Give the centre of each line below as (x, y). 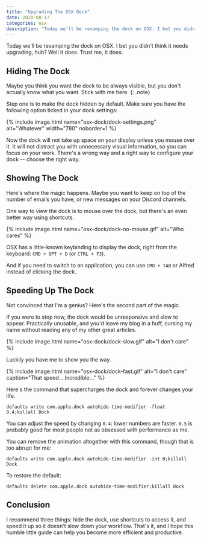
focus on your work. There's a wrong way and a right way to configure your (100, 153)
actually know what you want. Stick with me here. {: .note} (78, 92)
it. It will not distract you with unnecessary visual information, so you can (97, 147)
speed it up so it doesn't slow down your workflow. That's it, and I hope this (100, 526)
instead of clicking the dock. (41, 272)
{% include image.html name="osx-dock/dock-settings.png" (81, 122)
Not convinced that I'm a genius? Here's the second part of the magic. (93, 305)
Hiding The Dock (38, 71)
